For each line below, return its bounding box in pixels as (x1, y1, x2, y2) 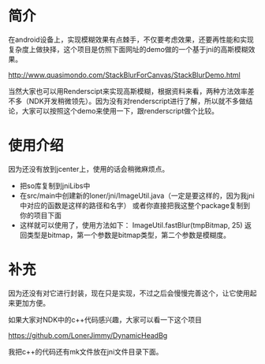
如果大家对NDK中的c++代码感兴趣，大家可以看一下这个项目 (8, 314, 203, 324)
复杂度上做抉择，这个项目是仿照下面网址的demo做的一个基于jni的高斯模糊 (8, 44, 248, 54)
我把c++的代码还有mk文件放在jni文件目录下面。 (8, 347, 163, 356)
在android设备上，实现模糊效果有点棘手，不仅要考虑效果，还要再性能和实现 (8, 35, 255, 44)
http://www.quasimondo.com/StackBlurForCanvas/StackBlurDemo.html (8, 70, 241, 80)
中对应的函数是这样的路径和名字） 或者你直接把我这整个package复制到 (19, 200, 251, 210)
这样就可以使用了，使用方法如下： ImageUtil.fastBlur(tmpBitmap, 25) (19, 220, 243, 229)
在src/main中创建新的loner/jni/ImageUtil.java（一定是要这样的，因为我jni (19, 191, 255, 200)
